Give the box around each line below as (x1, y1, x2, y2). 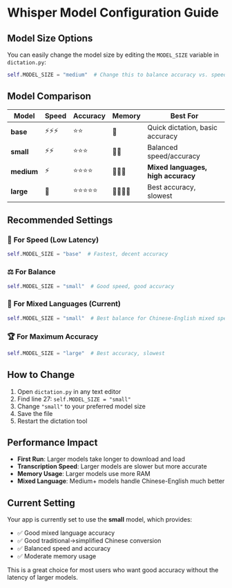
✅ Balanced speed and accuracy (17, 544, 111, 553)
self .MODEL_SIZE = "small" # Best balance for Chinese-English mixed (7, 314, 215, 322)
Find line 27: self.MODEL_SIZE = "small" (17, 395, 131, 403)
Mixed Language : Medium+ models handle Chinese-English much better (17, 477, 225, 485)
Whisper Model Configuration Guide (7, 5, 220, 21)
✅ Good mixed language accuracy (17, 529, 115, 537)
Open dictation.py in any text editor (17, 387, 122, 395)
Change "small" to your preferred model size (17, 402, 146, 410)
